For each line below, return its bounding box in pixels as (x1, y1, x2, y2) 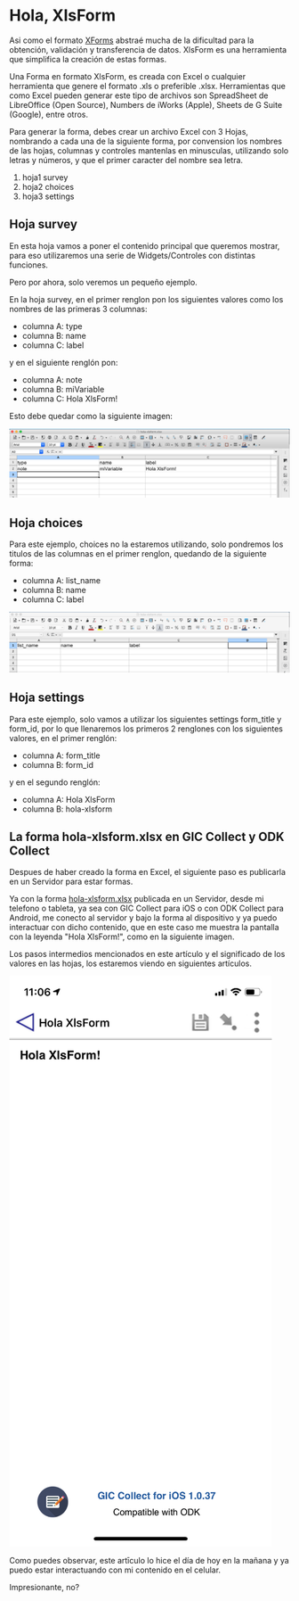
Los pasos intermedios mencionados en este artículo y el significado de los (9, 949, 286, 960)
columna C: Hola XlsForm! (21, 393, 118, 404)
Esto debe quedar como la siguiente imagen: (9, 410, 174, 421)
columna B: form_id (21, 759, 94, 770)
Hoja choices (9, 515, 84, 531)
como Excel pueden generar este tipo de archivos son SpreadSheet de (9, 90, 269, 101)
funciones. (9, 260, 49, 270)
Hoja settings (9, 690, 85, 706)
